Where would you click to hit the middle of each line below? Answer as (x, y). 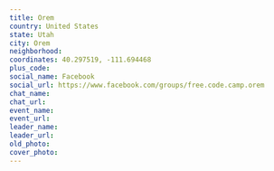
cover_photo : (34, 152)
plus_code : (30, 69)
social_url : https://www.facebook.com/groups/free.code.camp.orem (137, 85)
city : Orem (30, 43)
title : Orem (32, 18)
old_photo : (30, 144)
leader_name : (34, 128)
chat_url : (28, 102)
